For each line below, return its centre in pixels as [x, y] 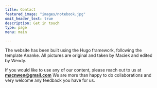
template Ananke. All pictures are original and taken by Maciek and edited [79, 55]
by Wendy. [16, 61]
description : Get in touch [32, 23]
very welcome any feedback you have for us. [50, 80]
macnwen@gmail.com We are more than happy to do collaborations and [78, 75]
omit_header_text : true [29, 18]
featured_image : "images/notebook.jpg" [45, 14]
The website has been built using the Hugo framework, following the [73, 50]
